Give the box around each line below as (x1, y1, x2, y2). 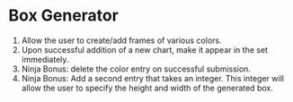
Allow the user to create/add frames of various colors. (21, 35, 222, 46)
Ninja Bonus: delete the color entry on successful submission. (21, 64, 251, 74)
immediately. (21, 54, 69, 64)
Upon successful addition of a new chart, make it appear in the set (21, 44, 269, 55)
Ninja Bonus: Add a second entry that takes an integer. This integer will (21, 72, 285, 83)
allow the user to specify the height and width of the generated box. (21, 82, 273, 93)
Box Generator (8, 5, 119, 26)
